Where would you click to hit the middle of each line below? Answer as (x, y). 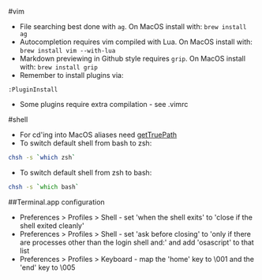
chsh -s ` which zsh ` (42, 157)
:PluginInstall (33, 90)
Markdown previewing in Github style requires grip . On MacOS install (133, 59)
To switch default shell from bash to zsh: (86, 143)
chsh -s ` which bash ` (44, 187)
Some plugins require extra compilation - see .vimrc (104, 104)
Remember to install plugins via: (71, 75)
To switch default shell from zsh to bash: (86, 172)
